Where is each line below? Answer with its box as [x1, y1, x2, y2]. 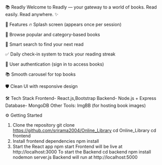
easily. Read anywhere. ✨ [5, 12, 59, 17]
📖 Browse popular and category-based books [5, 32, 100, 37]
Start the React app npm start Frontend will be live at [12, 143, 123, 149]
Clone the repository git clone [12, 122, 75, 128]
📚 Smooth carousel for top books [5, 71, 76, 77]
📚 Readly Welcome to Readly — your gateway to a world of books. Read [5, 4, 157, 10]
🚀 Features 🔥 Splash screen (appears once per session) [5, 22, 122, 27]
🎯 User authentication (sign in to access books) [5, 61, 104, 67]
